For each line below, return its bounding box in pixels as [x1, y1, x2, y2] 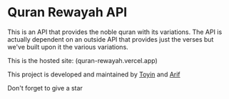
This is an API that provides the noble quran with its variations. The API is [7, 28, 223, 36]
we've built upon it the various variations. [7, 42, 128, 51]
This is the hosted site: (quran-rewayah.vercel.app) [7, 56, 158, 64]
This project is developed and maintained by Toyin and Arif [7, 70, 180, 78]
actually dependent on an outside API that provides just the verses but [7, 35, 214, 43]
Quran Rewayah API [7, 4, 128, 21]
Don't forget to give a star [7, 83, 83, 92]
